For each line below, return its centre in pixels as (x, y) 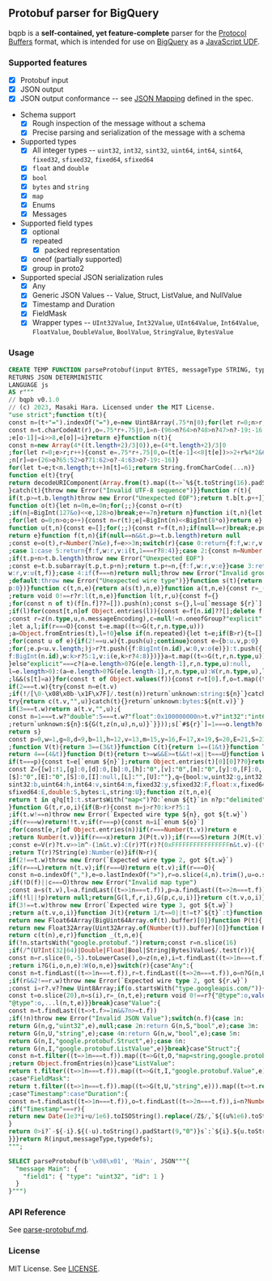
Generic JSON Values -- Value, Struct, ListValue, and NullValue (137, 295)
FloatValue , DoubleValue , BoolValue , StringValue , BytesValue (133, 332)
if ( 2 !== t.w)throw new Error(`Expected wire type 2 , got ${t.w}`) (121, 860)
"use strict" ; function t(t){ (57, 415)
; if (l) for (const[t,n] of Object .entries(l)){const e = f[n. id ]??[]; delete (132, 611)
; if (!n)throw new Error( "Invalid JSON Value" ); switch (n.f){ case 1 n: (126, 1019)
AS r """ (21, 393)
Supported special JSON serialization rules (91, 277)
